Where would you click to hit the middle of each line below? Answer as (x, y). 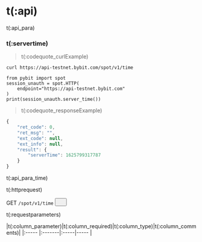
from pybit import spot (36, 78)
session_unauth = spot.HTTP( (43, 84)
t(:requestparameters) (34, 215)
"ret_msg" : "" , (36, 133)
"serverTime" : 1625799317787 (65, 155)
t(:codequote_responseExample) (62, 110)
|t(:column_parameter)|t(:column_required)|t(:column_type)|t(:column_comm (101, 226)
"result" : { (32, 150)
